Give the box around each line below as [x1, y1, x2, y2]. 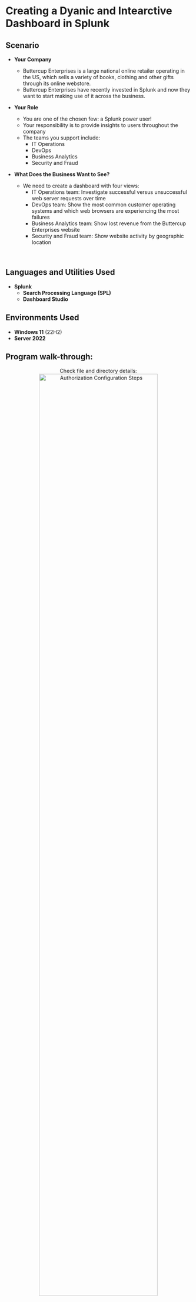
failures [31, 214, 50, 220]
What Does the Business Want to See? [14, 171, 110, 178]
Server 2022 [14, 335, 46, 342]
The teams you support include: [22, 134, 101, 141]
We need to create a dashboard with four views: [22, 182, 139, 189]
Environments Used [5, 313, 79, 323]
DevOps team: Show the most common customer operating [31, 201, 176, 208]
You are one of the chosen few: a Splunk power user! [22, 115, 152, 122]
